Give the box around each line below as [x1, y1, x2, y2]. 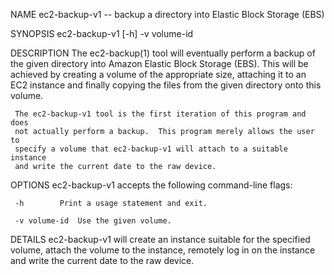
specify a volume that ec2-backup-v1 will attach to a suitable [14, 144, 288, 154]
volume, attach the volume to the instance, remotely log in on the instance [10, 244, 316, 256]
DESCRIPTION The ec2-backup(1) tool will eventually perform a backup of [10, 47, 316, 59]
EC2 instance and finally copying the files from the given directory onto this [10, 79, 322, 91]
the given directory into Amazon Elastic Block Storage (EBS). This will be [10, 58, 309, 69]
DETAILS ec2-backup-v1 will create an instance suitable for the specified [10, 234, 311, 245]
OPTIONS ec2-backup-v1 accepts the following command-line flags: [10, 179, 293, 191]
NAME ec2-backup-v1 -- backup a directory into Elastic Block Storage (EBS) [10, 9, 325, 20]
